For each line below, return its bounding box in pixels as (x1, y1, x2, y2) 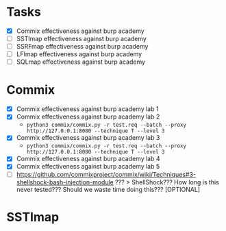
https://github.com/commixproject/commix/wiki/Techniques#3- (16, 170, 197, 178)
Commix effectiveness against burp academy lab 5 (16, 162, 160, 171)
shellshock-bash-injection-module (16, 178, 114, 186)
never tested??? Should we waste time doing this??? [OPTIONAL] (16, 185, 200, 193)
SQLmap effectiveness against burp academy (16, 58, 145, 66)
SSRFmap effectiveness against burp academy (16, 42, 149, 51)
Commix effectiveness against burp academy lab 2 (16, 112, 160, 121)
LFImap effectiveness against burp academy (16, 50, 142, 58)
